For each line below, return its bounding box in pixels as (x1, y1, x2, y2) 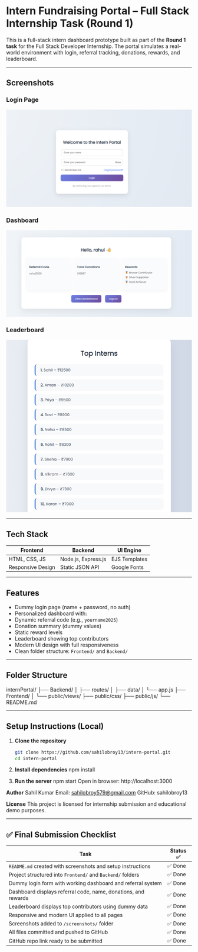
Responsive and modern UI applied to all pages (8, 911, 123, 918)
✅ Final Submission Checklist (6, 829, 117, 840)
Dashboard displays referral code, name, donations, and (8, 888, 144, 895)
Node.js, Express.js (60, 555, 107, 562)
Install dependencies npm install (14, 766, 95, 773)
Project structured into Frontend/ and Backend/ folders (8, 871, 140, 878)
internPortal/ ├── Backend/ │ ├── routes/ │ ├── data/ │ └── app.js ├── (6, 686, 186, 693)
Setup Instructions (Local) (6, 721, 104, 732)
